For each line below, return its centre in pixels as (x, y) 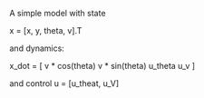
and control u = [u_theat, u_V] (64, 83)
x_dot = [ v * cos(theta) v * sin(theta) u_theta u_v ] (102, 66)
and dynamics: (37, 48)
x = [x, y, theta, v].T (46, 30)
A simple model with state (58, 13)
